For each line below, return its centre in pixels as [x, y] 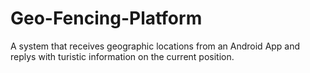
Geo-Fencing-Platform [106, 18]
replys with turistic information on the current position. [122, 56]
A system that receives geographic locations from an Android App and [155, 46]
